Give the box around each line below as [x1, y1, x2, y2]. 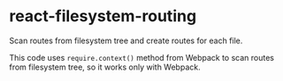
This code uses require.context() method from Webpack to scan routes [9, 52, 274, 63]
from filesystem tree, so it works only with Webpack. [9, 62, 201, 72]
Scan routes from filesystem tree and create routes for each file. [9, 35, 243, 46]
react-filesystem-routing [9, 6, 197, 26]
